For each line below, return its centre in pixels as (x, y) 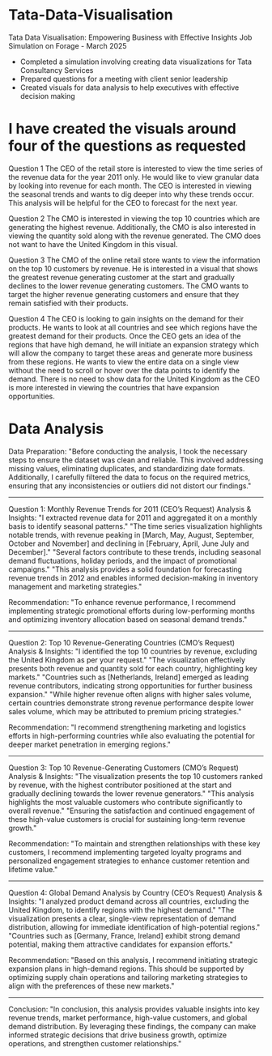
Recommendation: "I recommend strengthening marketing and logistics (127, 727)
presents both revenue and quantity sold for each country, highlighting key (133, 668)
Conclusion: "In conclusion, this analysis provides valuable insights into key (134, 1009)
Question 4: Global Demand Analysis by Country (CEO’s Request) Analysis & (136, 892)
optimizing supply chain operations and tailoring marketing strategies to (128, 977)
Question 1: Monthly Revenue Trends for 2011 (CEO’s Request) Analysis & (130, 509)
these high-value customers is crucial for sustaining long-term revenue (127, 819)
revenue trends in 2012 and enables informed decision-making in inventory (134, 577)
